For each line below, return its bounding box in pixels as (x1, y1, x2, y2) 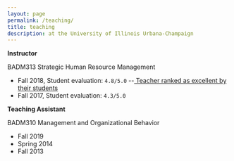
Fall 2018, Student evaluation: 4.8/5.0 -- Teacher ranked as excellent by (17, 77, 227, 85)
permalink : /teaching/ (7, 17, 74, 24)
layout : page (7, 10, 46, 18)
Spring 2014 (17, 140, 54, 148)
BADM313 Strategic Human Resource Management (7, 63, 156, 71)
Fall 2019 (17, 132, 44, 141)
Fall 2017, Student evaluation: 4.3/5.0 (17, 91, 126, 100)
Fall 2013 (17, 147, 44, 155)
